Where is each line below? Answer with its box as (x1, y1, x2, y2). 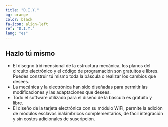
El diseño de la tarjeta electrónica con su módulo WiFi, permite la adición (12, 105, 163, 111)
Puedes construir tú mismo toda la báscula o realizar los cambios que (12, 73, 156, 79)
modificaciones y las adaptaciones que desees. (12, 89, 111, 95)
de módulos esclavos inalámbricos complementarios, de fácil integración (12, 110, 163, 116)
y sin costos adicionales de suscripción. (12, 116, 95, 122)
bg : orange (5, 12, 28, 17)
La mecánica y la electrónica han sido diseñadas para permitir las (12, 84, 148, 90)
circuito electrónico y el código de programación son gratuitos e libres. (12, 68, 159, 74)
